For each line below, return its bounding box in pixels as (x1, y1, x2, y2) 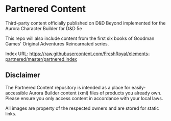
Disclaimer (5, 71, 40, 80)
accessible (5, 90, 28, 96)
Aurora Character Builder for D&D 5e (5, 25, 82, 31)
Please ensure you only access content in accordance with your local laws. (5, 95, 163, 101)
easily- (131, 84, 146, 90)
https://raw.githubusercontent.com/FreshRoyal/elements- (29, 51, 151, 57)
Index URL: (5, 51, 29, 57)
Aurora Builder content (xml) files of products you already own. (29, 90, 162, 96)
